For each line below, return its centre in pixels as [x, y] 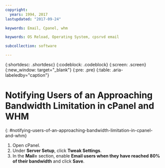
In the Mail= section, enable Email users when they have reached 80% [86, 156]
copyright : [16, 10]
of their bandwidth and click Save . [48, 161]
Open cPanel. [26, 145]
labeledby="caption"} [27, 75]
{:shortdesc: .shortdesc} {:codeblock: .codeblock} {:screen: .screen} [76, 65]
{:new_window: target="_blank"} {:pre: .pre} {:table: [58, 70]
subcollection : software [31, 46]
